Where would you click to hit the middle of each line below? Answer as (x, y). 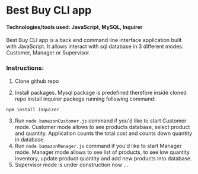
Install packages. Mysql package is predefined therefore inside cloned (100, 92)
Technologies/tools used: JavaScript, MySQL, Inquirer (74, 27)
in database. (30, 139)
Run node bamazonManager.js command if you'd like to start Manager (98, 146)
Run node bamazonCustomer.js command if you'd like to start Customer (100, 120)
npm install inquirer (33, 109)
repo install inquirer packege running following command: (85, 99)
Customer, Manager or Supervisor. (48, 53)
